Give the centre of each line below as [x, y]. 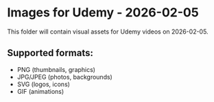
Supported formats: [50, 53]
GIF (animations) [40, 91]
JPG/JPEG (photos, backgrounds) [65, 77]
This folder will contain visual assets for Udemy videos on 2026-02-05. [108, 31]
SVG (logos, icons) [44, 84]
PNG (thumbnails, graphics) [56, 69]
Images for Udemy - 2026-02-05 [103, 13]
